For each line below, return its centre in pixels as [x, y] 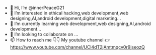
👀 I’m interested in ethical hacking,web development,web [69, 13]
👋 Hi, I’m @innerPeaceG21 [37, 8]
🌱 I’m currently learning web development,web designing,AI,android [80, 23]
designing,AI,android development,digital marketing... [65, 18]
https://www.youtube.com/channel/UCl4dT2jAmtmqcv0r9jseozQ [77, 47]
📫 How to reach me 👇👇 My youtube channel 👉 [60, 40]
